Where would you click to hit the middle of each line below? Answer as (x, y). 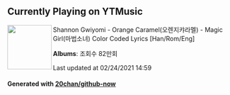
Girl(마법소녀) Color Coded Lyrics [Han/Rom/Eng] (124, 38)
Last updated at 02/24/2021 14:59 (102, 67)
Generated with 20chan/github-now (62, 84)
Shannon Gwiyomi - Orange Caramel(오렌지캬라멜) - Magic (138, 29)
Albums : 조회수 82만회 (85, 53)
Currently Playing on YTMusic (75, 12)
